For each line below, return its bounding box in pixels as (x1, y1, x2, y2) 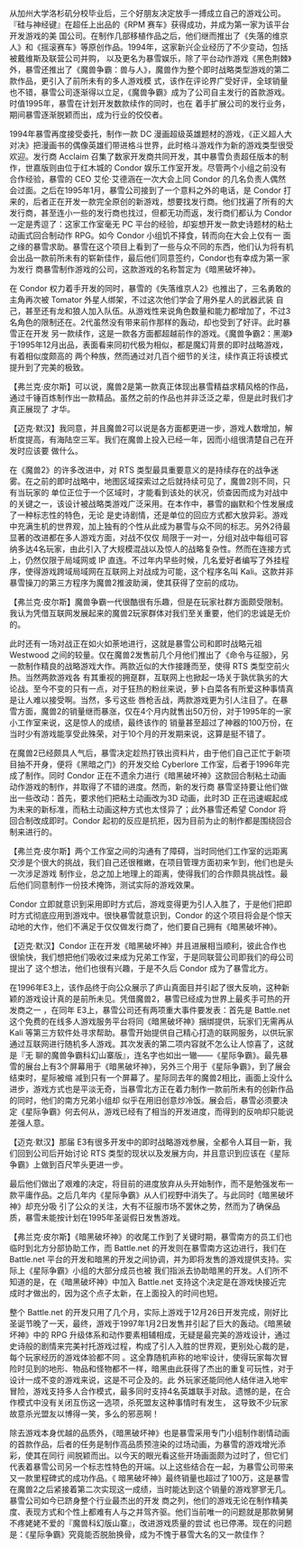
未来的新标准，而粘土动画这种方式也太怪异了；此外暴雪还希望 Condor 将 (16, 804, 287, 815)
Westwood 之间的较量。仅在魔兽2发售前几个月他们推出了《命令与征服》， (9, 650, 281, 660)
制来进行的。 (9, 826, 57, 837)
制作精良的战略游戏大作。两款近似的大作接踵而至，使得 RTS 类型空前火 (24, 661, 290, 671)
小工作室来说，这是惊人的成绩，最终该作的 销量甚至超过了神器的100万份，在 (9, 717, 294, 728)
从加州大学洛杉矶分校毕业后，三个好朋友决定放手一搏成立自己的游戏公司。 (9, 8, 286, 18)
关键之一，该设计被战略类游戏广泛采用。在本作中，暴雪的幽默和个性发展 (16, 499, 286, 509)
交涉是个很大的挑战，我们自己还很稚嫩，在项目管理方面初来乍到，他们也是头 (9, 857, 294, 868)
